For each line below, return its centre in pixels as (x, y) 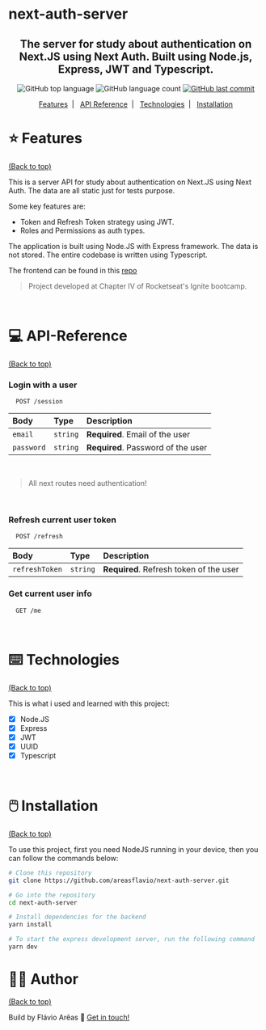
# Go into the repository (52, 895)
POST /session (39, 402)
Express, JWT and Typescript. (136, 69)
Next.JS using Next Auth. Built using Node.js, (136, 56)
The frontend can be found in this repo (73, 270)
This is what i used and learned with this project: (89, 703)
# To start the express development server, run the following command (131, 939)
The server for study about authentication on (136, 44)
